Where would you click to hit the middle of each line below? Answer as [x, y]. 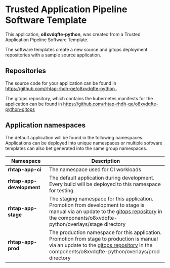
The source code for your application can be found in [61, 83]
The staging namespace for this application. [101, 198]
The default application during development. [102, 177]
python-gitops [20, 109]
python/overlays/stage [76, 224]
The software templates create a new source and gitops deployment [76, 49]
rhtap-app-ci [25, 169]
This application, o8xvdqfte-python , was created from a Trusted [73, 34]
